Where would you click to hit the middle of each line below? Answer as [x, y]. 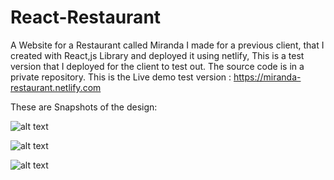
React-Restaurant [86, 17]
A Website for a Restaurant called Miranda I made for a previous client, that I [167, 45]
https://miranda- [267, 77]
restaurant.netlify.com [56, 87]
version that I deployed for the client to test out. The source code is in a [157, 66]
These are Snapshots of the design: [84, 107]
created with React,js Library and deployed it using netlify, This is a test [157, 55]
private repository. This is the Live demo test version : [121, 77]
